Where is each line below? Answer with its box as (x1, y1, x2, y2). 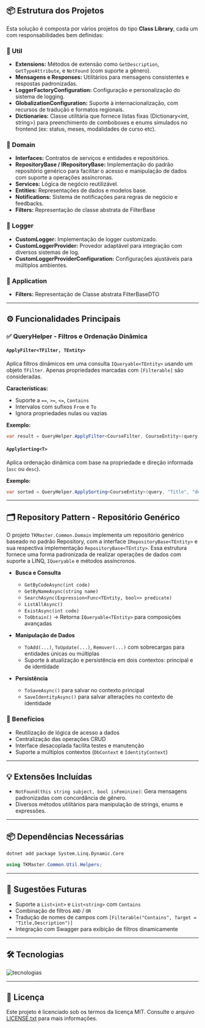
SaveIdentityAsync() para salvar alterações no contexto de (24, 693, 173, 701)
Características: (6, 385, 49, 392)
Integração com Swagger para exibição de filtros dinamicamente (15, 925, 178, 933)
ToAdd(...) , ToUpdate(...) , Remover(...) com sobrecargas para (24, 643, 185, 651)
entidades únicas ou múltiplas (24, 650, 99, 657)
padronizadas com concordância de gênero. (15, 794, 127, 802)
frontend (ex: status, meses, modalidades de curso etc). (15, 125, 156, 133)
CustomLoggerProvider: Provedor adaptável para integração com (15, 242, 182, 249)
